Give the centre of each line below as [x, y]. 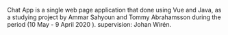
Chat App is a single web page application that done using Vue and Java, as [114, 10]
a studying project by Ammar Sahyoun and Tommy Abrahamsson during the [114, 17]
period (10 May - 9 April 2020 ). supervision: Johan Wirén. [89, 24]
